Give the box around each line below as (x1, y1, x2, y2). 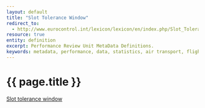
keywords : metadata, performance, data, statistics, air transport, (6, 49, 184, 55)
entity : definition (6, 37, 56, 43)
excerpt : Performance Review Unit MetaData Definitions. (6, 43, 154, 49)
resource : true (6, 32, 45, 38)
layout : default (6, 9, 48, 15)
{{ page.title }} (6, 74, 82, 88)
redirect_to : (6, 20, 40, 26)
